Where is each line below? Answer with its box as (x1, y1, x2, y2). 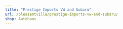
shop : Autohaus (5, 16, 37, 21)
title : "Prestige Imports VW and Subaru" (5, 7, 92, 12)
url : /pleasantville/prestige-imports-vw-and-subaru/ (5, 12, 119, 17)
